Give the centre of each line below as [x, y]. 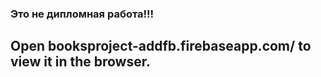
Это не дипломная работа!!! [82, 14]
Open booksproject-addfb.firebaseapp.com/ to [161, 46]
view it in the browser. [80, 62]
